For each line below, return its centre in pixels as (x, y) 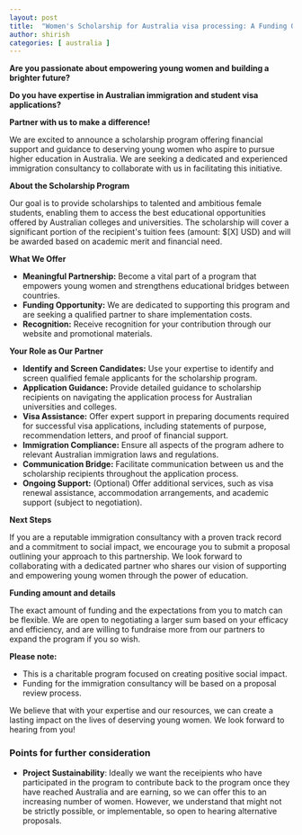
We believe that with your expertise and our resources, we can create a (142, 711)
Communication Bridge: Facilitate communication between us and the (153, 464)
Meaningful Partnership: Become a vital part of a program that (139, 276)
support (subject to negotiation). (82, 503)
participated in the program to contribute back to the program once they (156, 782)
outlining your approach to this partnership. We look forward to (126, 557)
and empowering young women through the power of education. (129, 576)
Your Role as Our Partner (56, 351)
